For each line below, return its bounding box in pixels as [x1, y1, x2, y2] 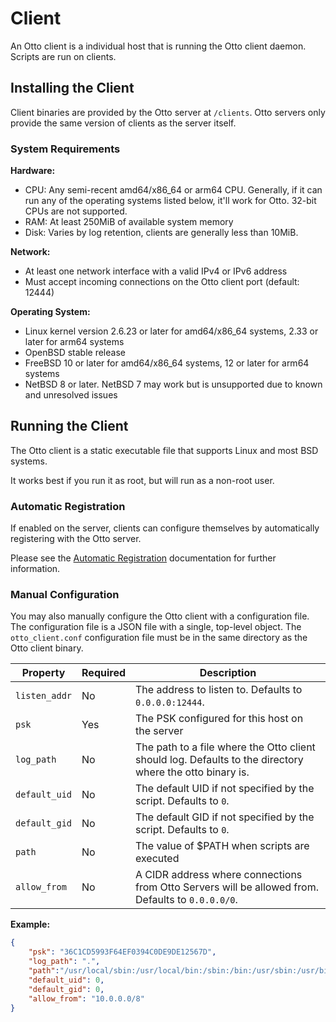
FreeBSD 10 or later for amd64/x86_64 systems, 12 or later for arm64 [24, 357, 310, 369]
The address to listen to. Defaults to [135, 683, 303, 697]
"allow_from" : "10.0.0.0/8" [28, 993, 145, 1004]
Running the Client [10, 418, 129, 435]
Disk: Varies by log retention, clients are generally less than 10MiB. [24, 227, 299, 239]
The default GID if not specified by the [135, 810, 315, 824]
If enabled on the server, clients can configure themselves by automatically [10, 522, 320, 534]
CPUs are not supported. [24, 205, 128, 217]
